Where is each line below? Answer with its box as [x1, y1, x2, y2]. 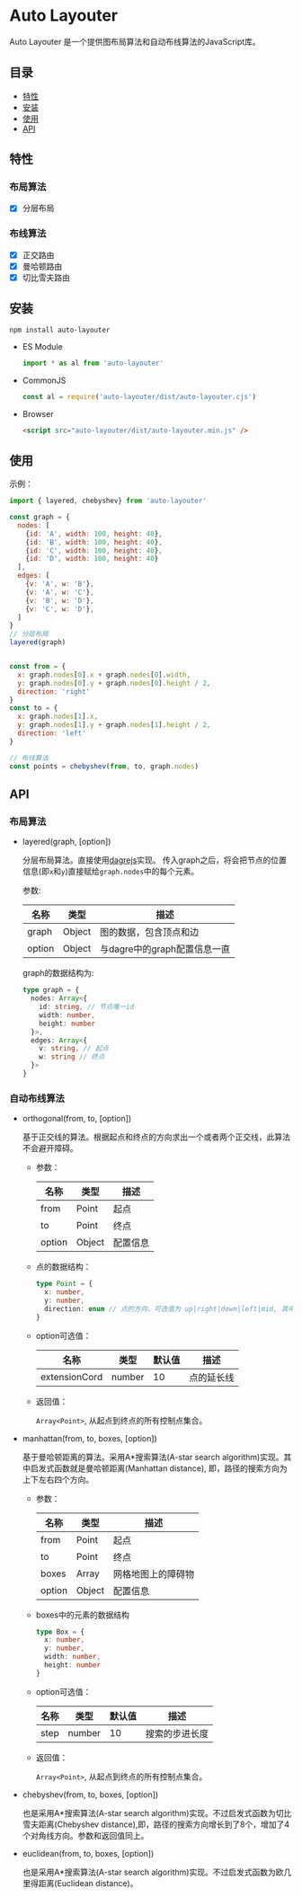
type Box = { [35, 1627, 85, 1636]
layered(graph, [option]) [22, 837, 111, 847]
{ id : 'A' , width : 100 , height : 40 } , [25, 529, 164, 538]
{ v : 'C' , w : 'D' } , [25, 604, 94, 614]
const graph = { [9, 513, 70, 522]
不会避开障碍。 [22, 1143, 78, 1154]
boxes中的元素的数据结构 [35, 1609, 130, 1620]
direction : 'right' [17, 687, 91, 696]
